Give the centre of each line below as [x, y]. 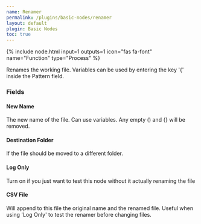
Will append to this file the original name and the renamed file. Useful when [100, 208]
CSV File [17, 195]
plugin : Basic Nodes [32, 29]
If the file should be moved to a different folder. [65, 153]
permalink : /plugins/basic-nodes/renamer [59, 18]
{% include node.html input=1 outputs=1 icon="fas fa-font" [79, 51]
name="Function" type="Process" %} [53, 58]
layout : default [27, 23]
